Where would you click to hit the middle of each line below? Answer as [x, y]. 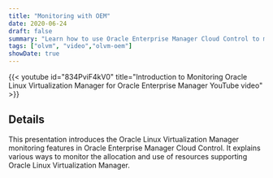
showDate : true [34, 54]
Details [26, 120]
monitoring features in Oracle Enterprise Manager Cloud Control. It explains [135, 148]
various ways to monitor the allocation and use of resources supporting [128, 156]
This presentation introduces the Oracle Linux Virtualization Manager [124, 139]
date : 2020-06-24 [38, 24]
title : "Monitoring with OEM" [60, 16]
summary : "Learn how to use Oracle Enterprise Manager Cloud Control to [134, 39]
